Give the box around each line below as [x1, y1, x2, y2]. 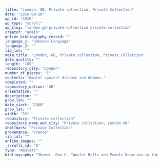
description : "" [5, 93, 38, 98]
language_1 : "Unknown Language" [5, 39, 71, 44]
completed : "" [5, 80, 34, 84]
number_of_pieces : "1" [5, 71, 51, 76]
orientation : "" [5, 89, 38, 94]
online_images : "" [5, 139, 42, 144]
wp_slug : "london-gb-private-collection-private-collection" [5, 25, 132, 30]
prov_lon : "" [5, 98, 32, 103]
